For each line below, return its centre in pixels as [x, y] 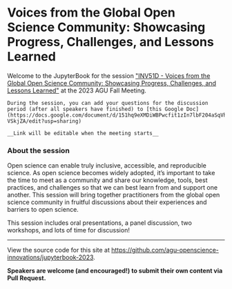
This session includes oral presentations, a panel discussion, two [99, 223]
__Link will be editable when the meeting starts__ [83, 133]
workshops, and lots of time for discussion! [68, 230]
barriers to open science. [43, 210]
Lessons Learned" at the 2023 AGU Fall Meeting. [77, 90]
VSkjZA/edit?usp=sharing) [44, 121]
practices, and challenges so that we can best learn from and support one [113, 188]
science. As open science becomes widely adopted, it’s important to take [111, 173]
